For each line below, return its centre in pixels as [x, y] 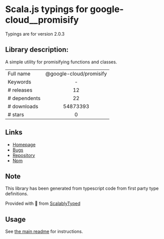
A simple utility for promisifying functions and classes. [61, 62]
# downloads [23, 106]
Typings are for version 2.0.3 [35, 34]
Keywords [20, 82]
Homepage [24, 144]
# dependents [24, 98]
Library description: [37, 50]
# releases [20, 90]
